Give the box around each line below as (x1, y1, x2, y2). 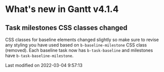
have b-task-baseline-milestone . (5, 52, 74, 58)
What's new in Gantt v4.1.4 (5, 3, 119, 15)
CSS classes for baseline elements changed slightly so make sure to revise (5, 36, 159, 42)
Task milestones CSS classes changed (5, 23, 128, 32)
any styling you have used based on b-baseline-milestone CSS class (5, 42, 147, 48)
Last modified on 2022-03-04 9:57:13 (5, 62, 83, 68)
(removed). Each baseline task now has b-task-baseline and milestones (5, 47, 153, 53)
